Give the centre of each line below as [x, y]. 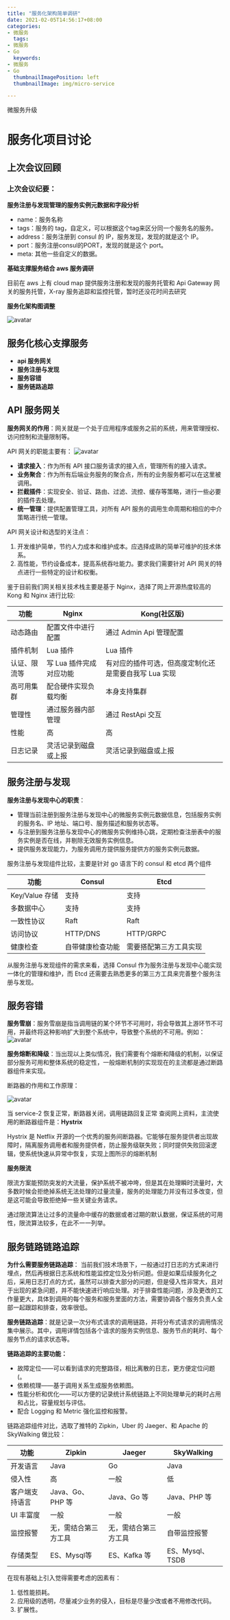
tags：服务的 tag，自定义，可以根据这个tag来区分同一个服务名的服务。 [117, 228]
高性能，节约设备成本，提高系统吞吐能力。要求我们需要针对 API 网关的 [117, 564]
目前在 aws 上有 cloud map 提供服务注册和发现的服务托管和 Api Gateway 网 [114, 283]
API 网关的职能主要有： [40, 451]
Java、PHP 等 [189, 1497]
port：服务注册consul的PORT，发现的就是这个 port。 [92, 245]
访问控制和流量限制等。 [40, 437]
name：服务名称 [40, 219]
